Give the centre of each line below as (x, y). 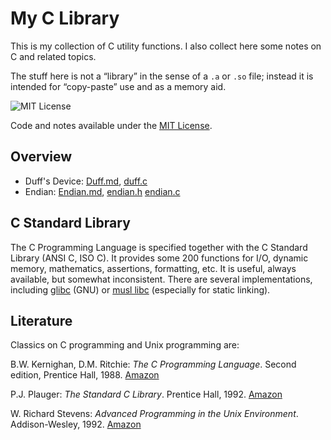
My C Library (65, 18)
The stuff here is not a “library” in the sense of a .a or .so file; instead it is (162, 76)
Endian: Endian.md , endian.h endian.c (102, 191)
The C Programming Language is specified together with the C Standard (159, 247)
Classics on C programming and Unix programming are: (125, 345)
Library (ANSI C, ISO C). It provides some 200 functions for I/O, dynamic (159, 258)
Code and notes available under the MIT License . (111, 125)
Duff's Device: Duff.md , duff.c (86, 181)
